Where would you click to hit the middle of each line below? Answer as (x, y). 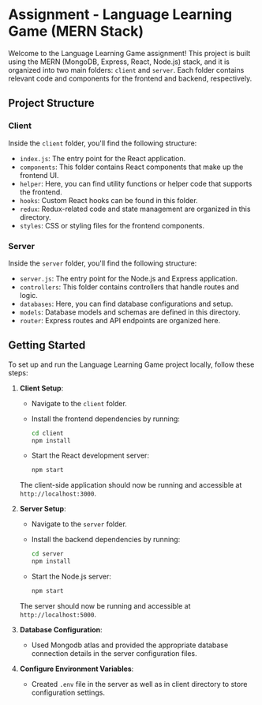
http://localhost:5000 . (58, 614)
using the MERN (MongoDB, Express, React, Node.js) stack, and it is (119, 62)
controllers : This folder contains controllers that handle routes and (129, 287)
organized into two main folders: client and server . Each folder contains (126, 70)
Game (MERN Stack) (76, 31)
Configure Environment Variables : (77, 669)
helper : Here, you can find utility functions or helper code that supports (136, 183)
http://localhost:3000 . (58, 494)
